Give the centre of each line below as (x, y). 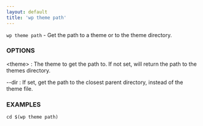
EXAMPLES (23, 104)
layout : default (27, 12)
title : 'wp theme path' (37, 18)
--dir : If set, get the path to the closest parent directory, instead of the (95, 82)
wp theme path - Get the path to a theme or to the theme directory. (89, 35)
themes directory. (28, 70)
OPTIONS (21, 51)
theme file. (20, 88)
